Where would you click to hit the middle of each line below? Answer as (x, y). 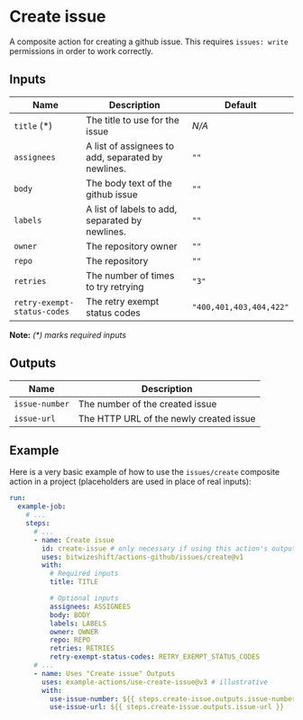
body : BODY (70, 615)
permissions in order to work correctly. (81, 50)
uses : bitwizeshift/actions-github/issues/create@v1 (143, 557)
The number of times (130, 275)
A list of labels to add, (131, 209)
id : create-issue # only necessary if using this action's (155, 548)
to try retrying (115, 287)
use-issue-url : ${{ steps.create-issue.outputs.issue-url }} (166, 707)
